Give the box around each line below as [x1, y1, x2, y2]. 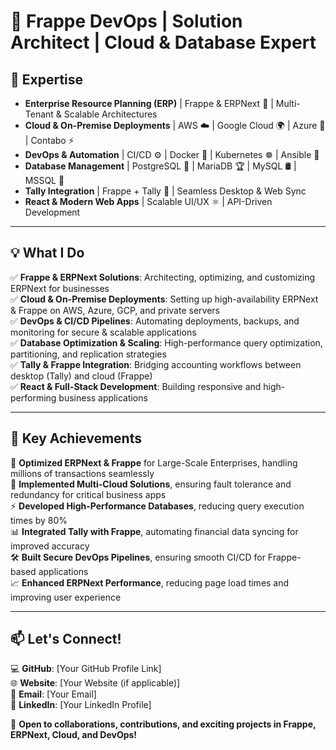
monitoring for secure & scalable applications [10, 326, 197, 338]
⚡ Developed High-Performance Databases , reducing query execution [10, 500, 305, 512]
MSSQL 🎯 [24, 175, 65, 186]
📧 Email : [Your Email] [10, 688, 97, 700]
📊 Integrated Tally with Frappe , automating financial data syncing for [10, 525, 299, 537]
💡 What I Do [10, 245, 85, 262]
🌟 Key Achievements [10, 430, 142, 447]
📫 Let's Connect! [10, 631, 122, 648]
